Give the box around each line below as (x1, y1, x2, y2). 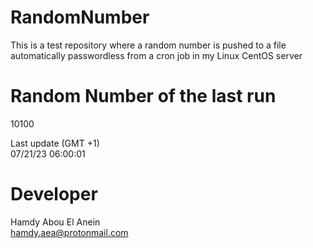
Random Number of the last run (10, 85, 277, 108)
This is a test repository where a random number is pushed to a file (10, 39, 287, 51)
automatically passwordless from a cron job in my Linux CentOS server (10, 49, 303, 61)
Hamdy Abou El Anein (10, 216, 101, 228)
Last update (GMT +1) (10, 137, 100, 149)
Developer (10, 183, 98, 206)
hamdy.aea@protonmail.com (10, 226, 129, 238)
